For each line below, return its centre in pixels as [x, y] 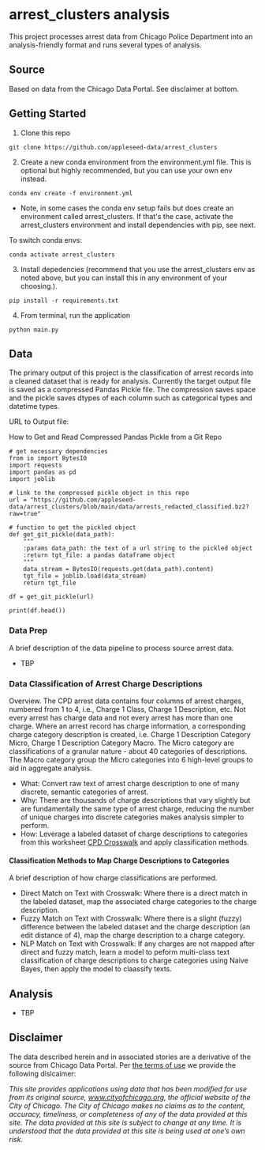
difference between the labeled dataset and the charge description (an [135, 927]
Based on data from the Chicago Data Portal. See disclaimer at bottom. [124, 89]
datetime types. [34, 407]
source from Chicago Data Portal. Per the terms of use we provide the [123, 1065]
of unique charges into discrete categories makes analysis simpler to [132, 817]
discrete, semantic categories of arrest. [84, 792]
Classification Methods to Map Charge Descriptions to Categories [119, 861]
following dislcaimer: [43, 1073]
